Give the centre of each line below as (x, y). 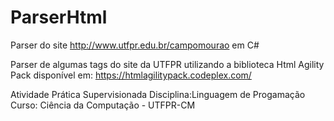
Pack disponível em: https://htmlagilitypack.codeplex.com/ (131, 75)
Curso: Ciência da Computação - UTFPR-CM (103, 105)
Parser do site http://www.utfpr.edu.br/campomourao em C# (135, 45)
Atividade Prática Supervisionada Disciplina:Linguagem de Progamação (158, 94)
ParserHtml (59, 17)
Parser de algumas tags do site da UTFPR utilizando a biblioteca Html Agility (167, 64)
